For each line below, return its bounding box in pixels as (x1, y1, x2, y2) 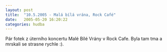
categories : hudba (5, 21, 45, 27)
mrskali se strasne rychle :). (5, 41, 64, 47)
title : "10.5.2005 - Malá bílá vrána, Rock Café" (5, 12, 116, 17)
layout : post (5, 7, 33, 13)
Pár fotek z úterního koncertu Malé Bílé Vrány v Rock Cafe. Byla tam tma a (5, 36, 163, 42)
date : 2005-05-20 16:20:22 (5, 17, 68, 22)
